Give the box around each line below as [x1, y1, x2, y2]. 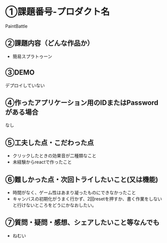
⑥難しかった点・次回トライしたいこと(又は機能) [5, 175, 158, 184]
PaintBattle [5, 23, 28, 29]
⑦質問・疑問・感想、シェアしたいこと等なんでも [5, 218, 160, 227]
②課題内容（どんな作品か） [5, 39, 94, 47]
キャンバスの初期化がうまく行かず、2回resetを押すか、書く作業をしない [12, 196, 162, 202]
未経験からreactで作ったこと [12, 159, 72, 165]
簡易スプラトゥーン [12, 53, 53, 59]
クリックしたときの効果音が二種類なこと [12, 153, 97, 159]
